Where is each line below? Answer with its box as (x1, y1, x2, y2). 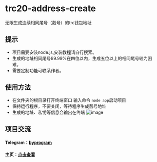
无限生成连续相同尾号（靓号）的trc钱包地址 (5, 20, 92, 25)
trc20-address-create (5, 3, 96, 14)
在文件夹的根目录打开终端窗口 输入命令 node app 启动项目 (12, 97, 126, 103)
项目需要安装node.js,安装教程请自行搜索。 (12, 49, 97, 55)
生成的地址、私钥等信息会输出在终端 (12, 109, 85, 115)
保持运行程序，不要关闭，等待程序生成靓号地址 (12, 103, 106, 109)
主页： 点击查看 (5, 152, 35, 158)
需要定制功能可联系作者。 (12, 67, 64, 73)
